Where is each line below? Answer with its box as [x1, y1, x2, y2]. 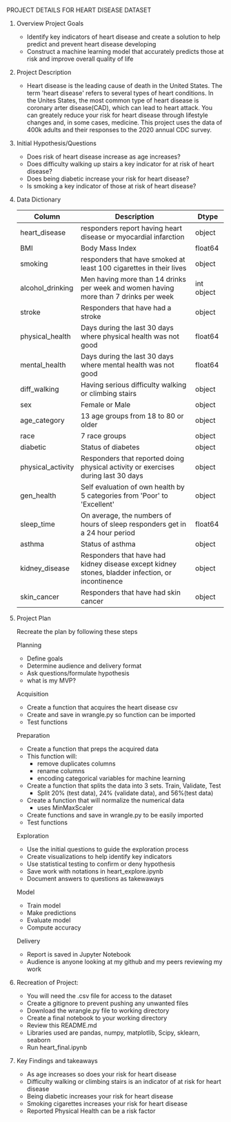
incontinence [81, 577, 123, 586]
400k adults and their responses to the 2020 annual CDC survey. [26, 126, 212, 134]
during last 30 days [81, 471, 143, 480]
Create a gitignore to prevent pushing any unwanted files [26, 999, 189, 1007]
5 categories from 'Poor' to [81, 491, 168, 500]
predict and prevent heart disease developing [26, 40, 157, 48]
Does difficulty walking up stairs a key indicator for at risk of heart [26, 160, 214, 168]
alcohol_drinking [19, 283, 74, 293]
